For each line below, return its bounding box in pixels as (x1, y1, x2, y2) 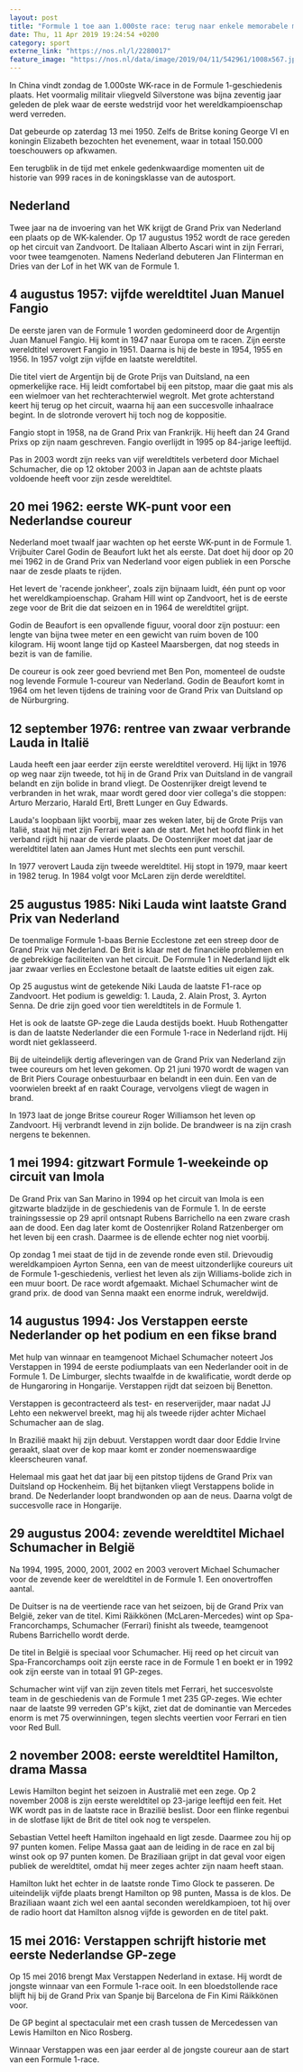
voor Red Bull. (9, 1721, 61, 1732)
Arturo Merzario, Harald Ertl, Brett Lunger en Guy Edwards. (9, 797, 228, 808)
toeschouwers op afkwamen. (9, 145, 117, 156)
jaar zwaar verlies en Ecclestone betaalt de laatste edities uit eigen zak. (9, 964, 275, 975)
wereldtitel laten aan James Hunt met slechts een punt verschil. (9, 844, 245, 855)
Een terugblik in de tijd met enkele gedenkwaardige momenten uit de (9, 163, 265, 173)
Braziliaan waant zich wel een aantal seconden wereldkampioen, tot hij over (9, 1897, 291, 1908)
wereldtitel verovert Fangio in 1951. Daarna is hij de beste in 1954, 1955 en (9, 344, 283, 354)
